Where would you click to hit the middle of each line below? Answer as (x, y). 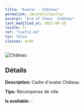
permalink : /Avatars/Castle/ (34, 14)
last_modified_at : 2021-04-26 (36, 23)
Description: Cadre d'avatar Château (42, 82)
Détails (16, 70)
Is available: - (19, 101)
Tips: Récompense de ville (32, 91)
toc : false (16, 37)
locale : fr (16, 28)
